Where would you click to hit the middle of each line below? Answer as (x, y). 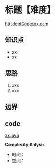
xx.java (12, 135)
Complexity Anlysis (25, 144)
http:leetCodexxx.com (27, 23)
